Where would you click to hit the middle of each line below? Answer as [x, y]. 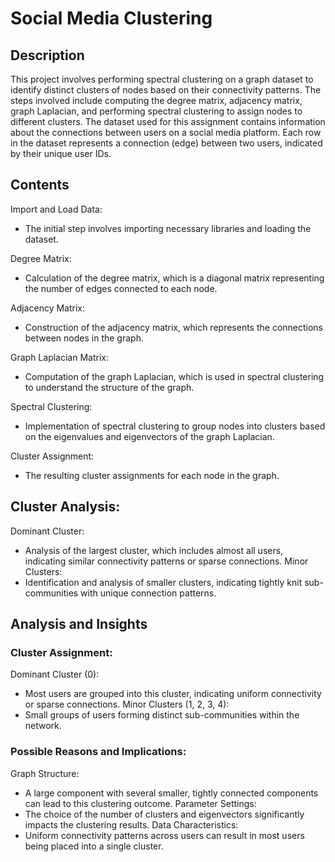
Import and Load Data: [56, 209]
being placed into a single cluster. [94, 846]
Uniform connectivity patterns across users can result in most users [164, 835]
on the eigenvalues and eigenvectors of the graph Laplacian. [149, 436]
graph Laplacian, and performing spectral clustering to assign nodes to [156, 111]
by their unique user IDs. [61, 153]
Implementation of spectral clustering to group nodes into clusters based [175, 426]
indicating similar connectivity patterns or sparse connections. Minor [166, 561]
